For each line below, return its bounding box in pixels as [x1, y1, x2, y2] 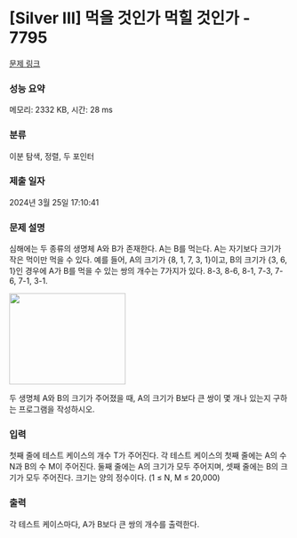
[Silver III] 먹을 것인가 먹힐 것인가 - [9, 8, 251, 28]
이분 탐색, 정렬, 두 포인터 [9, 150, 95, 161]
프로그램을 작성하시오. [18, 404, 95, 414]
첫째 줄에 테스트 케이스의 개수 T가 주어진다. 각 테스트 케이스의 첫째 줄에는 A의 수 [9, 450, 287, 461]
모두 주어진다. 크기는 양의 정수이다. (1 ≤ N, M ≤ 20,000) [25, 472, 221, 483]
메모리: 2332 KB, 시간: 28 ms [9, 104, 113, 116]
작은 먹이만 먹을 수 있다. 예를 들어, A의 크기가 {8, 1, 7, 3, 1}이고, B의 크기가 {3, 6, [9, 254, 287, 265]
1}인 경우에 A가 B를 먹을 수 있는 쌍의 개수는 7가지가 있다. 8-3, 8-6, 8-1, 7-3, [9, 266, 274, 277]
